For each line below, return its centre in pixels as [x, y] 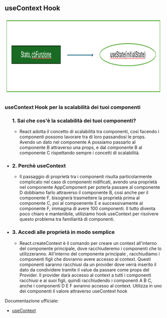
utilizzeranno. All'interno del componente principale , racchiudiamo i [89, 254]
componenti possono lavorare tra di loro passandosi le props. [82, 137]
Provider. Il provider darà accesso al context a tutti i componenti [85, 275]
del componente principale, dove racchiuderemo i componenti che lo [90, 248]
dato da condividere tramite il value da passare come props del [84, 269]
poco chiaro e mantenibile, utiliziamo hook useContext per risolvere [89, 214]
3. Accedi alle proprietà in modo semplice [63, 232]
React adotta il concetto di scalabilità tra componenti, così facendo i [89, 132]
